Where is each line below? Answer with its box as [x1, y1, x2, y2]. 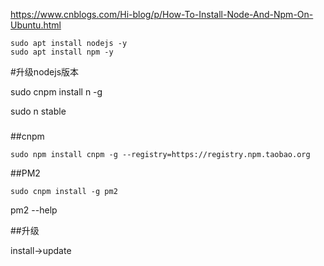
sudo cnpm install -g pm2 [10, 186, 118, 196]
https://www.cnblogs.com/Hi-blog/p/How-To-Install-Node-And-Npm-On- [10, 9, 314, 20]
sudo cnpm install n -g [10, 86, 103, 98]
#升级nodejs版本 [10, 66, 80, 78]
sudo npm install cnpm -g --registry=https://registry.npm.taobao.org [10, 149, 311, 159]
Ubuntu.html [10, 19, 62, 31]
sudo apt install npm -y [10, 47, 114, 57]
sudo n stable [10, 105, 67, 117]
